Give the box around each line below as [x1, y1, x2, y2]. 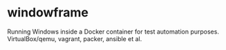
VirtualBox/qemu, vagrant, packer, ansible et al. [7, 34, 142, 42]
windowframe [7, 5, 88, 21]
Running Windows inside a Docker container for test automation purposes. [7, 27, 220, 36]
